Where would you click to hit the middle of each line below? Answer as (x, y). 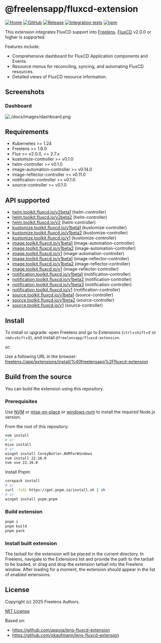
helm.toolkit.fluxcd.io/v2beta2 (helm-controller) (60, 217)
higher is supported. (25, 37)
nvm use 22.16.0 (21, 463)
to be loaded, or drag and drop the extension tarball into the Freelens (74, 564)
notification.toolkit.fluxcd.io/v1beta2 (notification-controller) (72, 279)
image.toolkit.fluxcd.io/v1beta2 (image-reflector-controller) (71, 264)
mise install (18, 445)
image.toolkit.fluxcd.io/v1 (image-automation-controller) (68, 253)
